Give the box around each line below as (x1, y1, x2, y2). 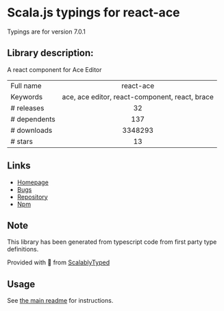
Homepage (16, 178, 49, 186)
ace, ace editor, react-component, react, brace (62, 92, 214, 101)
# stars (10, 136, 33, 146)
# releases (10, 103, 45, 112)
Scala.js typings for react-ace (7, 5, 180, 21)
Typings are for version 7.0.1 (7, 27, 86, 36)
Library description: (7, 47, 94, 59)
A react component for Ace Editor (7, 65, 102, 73)
